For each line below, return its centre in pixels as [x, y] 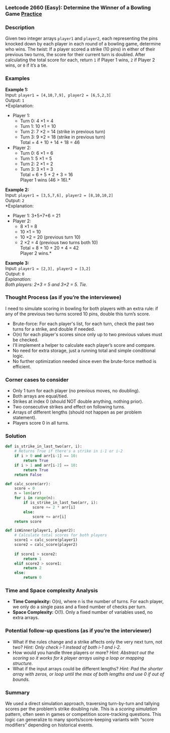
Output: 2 [15, 200]
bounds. [21, 679]
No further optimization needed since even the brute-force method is [84, 361]
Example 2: [17, 190]
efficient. [22, 366]
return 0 [33, 578]
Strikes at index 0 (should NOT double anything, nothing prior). [78, 401]
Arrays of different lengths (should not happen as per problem [77, 412]
